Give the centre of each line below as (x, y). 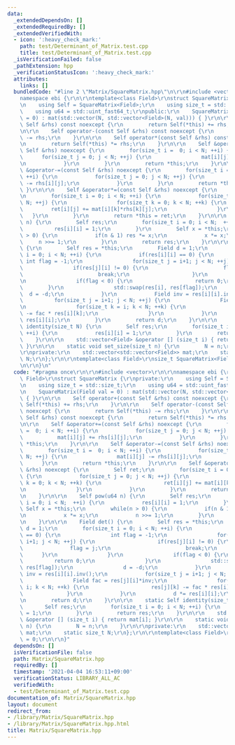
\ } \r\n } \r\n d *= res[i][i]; (120, 594)
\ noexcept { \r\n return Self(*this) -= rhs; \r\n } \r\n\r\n (125, 411)
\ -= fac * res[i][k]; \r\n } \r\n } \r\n (119, 314)
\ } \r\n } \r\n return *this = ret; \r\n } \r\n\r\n (123, 216)
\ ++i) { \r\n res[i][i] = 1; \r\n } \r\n (106, 333)
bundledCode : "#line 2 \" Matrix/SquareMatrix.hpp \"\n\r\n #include (112, 92)
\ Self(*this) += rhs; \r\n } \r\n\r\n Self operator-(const (117, 405)
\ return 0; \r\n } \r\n (90, 561)
